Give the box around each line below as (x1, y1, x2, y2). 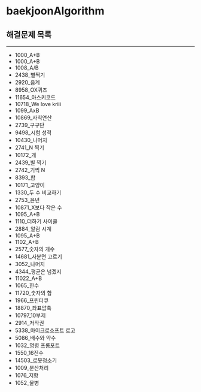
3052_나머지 (14, 261, 45, 267)
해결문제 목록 (6, 29, 52, 40)
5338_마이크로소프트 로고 (14, 327, 76, 334)
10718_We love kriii (14, 101, 62, 107)
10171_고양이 (14, 182, 45, 188)
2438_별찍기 (14, 71, 45, 79)
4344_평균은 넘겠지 (14, 268, 62, 275)
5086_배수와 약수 (14, 334, 56, 341)
